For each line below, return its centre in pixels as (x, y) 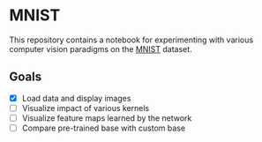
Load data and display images (76, 98)
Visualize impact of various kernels (86, 108)
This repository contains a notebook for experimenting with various (131, 40)
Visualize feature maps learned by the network (107, 118)
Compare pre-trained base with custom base (104, 128)
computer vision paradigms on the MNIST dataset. (101, 49)
